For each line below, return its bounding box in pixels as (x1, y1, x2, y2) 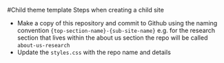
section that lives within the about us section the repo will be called (17, 34, 208, 42)
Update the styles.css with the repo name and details (17, 48, 171, 56)
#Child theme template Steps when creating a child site (7, 6, 164, 14)
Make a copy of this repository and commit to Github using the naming (17, 19, 218, 27)
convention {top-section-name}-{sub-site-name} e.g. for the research (17, 27, 216, 34)
